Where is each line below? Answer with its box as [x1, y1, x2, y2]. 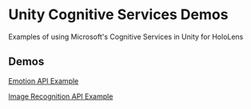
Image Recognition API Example [8, 91, 114, 101]
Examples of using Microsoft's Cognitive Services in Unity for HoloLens [8, 32, 244, 41]
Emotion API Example [8, 76, 79, 85]
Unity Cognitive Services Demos [8, 6, 229, 24]
